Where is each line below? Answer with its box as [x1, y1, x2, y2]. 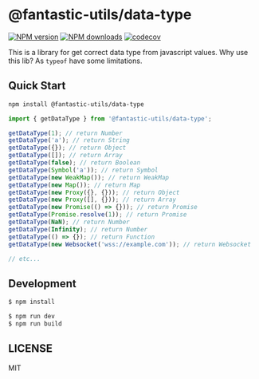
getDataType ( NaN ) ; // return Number [8, 218, 130, 226]
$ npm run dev [8, 313, 56, 321]
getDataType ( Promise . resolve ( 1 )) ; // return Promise [8, 211, 187, 219]
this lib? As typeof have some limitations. [8, 56, 143, 65]
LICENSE [8, 341, 53, 356]
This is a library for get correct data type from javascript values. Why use [8, 47, 249, 57]
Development [8, 277, 77, 290]
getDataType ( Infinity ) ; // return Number [8, 225, 148, 233]
